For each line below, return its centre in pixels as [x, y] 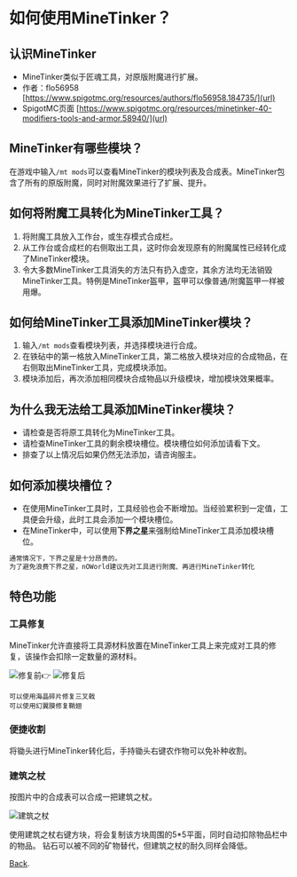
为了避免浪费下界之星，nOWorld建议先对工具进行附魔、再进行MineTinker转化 [132, 566]
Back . [20, 864]
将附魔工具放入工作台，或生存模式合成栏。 [100, 236]
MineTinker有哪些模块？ [76, 149]
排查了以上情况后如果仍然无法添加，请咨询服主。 [111, 454]
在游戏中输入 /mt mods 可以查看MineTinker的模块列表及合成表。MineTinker [143, 171]
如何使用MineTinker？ [91, 18]
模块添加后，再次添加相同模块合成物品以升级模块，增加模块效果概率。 [150, 379]
